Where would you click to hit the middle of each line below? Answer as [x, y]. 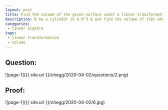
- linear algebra [25, 28]
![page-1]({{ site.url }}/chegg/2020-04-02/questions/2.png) [67, 74]
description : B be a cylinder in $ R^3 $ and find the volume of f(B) [80, 19]
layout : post [19, 10]
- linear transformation [33, 38]
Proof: [15, 90]
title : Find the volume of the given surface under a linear [70, 14]
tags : [11, 33]
